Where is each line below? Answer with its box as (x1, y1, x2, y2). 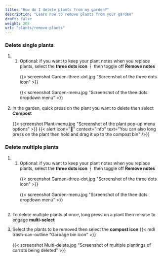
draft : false (5, 16, 32, 21)
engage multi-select (12, 217, 55, 223)
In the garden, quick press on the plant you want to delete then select (12, 105, 154, 111)
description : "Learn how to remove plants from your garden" (5, 12, 134, 17)
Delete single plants (5, 42, 54, 49)
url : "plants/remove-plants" (5, 26, 65, 31)
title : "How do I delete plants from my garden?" (5, 7, 110, 12)
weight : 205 (5, 21, 30, 26)
